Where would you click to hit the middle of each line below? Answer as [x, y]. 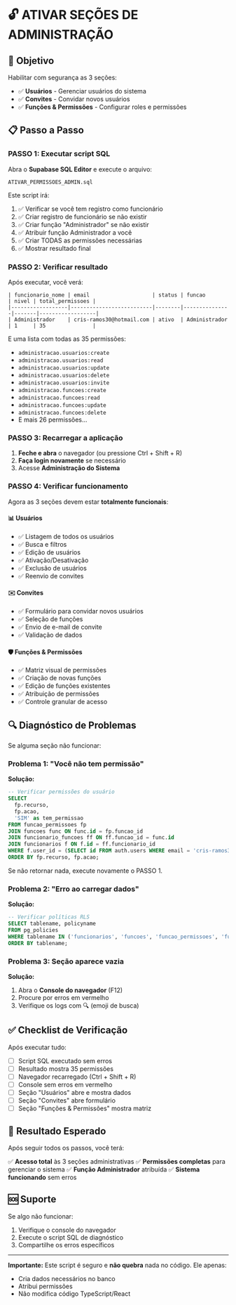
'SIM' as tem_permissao [49, 818]
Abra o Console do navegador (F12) [70, 990]
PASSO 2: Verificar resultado [58, 267]
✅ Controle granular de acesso [63, 702]
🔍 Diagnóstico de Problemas [72, 725]
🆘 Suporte [32, 1199]
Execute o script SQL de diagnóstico [71, 1237]
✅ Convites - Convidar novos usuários [74, 99]
